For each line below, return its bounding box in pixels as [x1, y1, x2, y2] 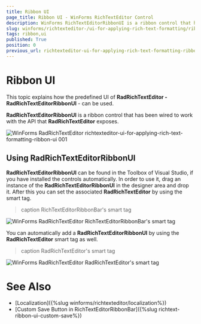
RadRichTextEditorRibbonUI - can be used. [6, 99, 114, 107]
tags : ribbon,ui [6, 31, 47, 37]
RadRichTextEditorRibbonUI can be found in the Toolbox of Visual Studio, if [6, 169, 193, 176]
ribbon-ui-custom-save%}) [14, 312, 82, 319]
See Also [6, 280, 51, 293]
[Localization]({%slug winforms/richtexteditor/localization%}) [14, 299, 167, 307]
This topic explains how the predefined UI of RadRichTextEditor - [6, 93, 167, 101]
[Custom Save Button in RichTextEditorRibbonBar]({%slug [14, 306, 157, 313]
